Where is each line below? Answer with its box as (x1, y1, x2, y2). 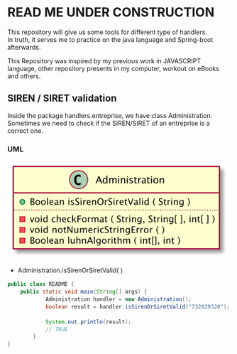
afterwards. (7, 43, 41, 51)
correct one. (7, 126, 44, 135)
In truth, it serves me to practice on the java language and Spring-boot (7, 35, 214, 43)
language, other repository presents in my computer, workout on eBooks (7, 64, 220, 73)
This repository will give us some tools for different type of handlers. (7, 28, 208, 36)
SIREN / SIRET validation (7, 92, 117, 104)
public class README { (7, 281, 75, 288)
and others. (7, 72, 41, 80)
